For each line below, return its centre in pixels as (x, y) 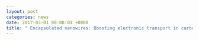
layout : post (22, 11)
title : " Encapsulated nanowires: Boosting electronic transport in (92, 28)
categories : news (28, 17)
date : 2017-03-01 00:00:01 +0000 (47, 22)
